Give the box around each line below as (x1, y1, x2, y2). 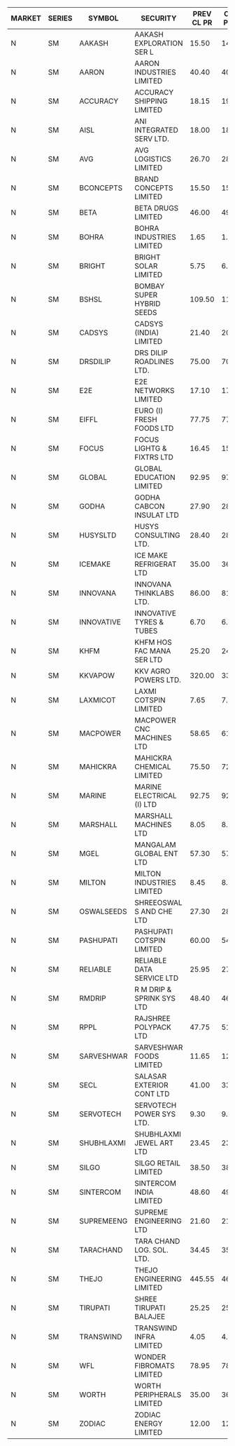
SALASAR (134, 1071, 166, 1081)
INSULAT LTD (134, 510, 180, 520)
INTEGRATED (134, 126, 178, 135)
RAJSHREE (134, 1014, 171, 1023)
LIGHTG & (134, 443, 167, 453)
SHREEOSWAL (134, 898, 183, 907)
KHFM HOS (134, 638, 173, 647)
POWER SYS (134, 1109, 176, 1118)
